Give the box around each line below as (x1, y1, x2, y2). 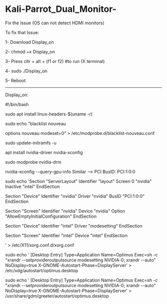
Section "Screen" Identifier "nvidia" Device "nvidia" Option (5, 208, 125, 214)
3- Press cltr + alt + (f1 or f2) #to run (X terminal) (5, 58, 105, 64)
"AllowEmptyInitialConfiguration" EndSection (5, 213, 97, 219)
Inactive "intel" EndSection (5, 183, 60, 189)
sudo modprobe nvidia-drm (5, 159, 62, 165)
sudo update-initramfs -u (5, 140, 57, 146)
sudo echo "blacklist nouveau (5, 121, 66, 126)
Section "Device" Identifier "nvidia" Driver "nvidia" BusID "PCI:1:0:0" (5, 193, 145, 199)
